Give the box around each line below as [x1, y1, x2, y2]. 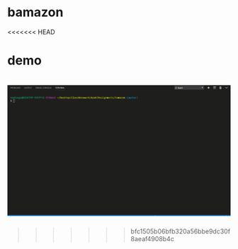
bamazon [7, 4, 64, 21]
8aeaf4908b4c [130, 234, 175, 243]
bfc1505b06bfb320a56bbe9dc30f [130, 227, 231, 236]
